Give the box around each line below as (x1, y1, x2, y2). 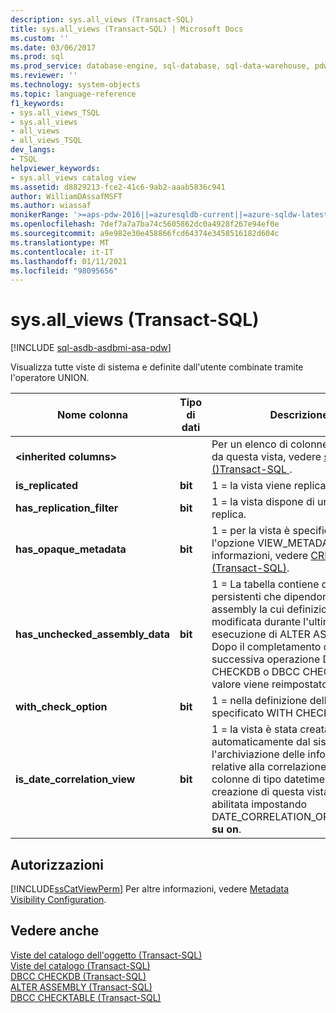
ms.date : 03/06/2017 (10, 42, 97, 53)
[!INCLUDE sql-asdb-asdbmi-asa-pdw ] (10, 342, 172, 354)
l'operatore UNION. (10, 372, 90, 384)
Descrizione (269, 408, 329, 422)
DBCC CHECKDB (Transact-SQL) (10, 970, 147, 982)
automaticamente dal (211, 735, 311, 749)
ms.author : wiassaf (10, 201, 92, 211)
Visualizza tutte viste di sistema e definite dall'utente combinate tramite (10, 361, 304, 373)
